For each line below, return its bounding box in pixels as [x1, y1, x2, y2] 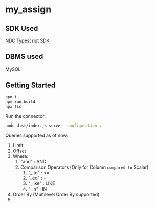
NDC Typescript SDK [5, 37, 50, 44]
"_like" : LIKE [28, 180, 55, 187]
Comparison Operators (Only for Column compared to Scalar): [20, 164, 150, 170]
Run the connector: [5, 113, 46, 119]
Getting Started [5, 81, 56, 90]
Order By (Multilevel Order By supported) [12, 191, 100, 198]
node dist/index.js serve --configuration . [5, 123, 102, 129]
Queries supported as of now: [5, 132, 68, 139]
